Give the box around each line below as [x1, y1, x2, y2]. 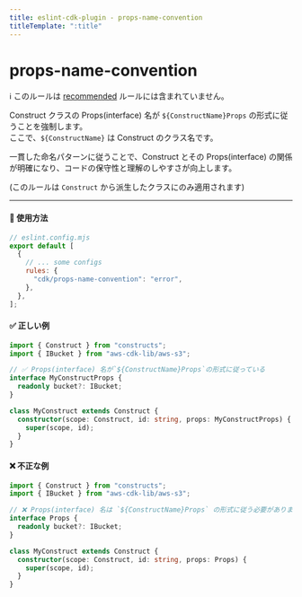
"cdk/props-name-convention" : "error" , [32, 275, 182, 284]
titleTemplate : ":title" [9, 22, 102, 31]
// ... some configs [25, 258, 102, 268]
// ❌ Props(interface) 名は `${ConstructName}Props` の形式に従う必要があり [9, 505, 287, 514]
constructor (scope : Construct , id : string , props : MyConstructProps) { [17, 415, 292, 424]
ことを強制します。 [16, 121, 88, 132]
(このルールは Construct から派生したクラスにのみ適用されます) [9, 181, 245, 193]
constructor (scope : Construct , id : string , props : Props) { [17, 555, 247, 564]
